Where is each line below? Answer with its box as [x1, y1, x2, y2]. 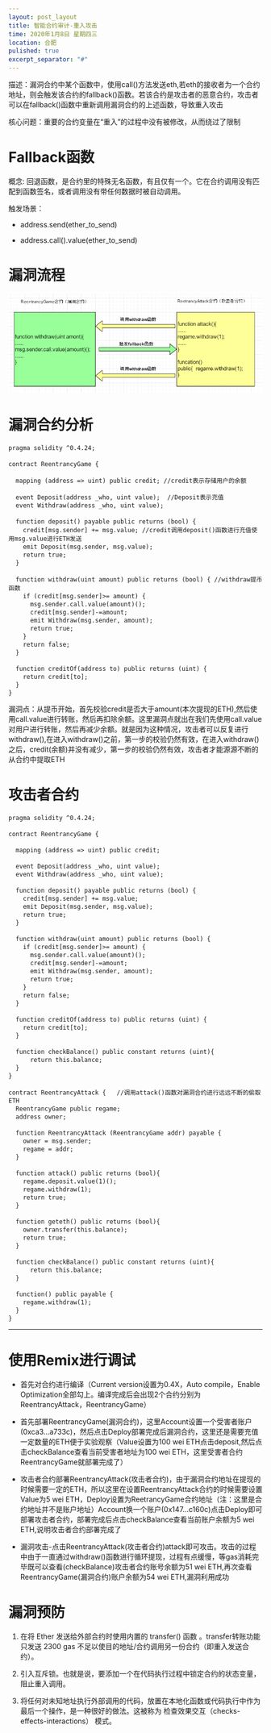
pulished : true [8, 47, 60, 56]
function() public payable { [15, 1290, 114, 1298]
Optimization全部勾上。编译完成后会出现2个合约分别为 [19, 1389, 202, 1399]
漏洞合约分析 [8, 416, 94, 435]
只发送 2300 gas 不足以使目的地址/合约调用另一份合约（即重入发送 [19, 1642, 243, 1652]
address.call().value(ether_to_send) [19, 235, 138, 245]
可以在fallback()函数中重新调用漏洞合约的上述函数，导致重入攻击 [8, 100, 224, 109]
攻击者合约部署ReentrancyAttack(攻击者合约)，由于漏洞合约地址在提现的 [19, 1474, 261, 1484]
